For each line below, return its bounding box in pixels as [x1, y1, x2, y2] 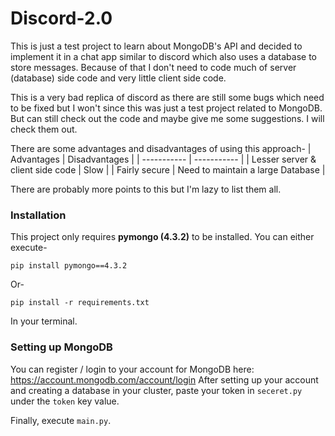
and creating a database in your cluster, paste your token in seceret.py [10, 384, 303, 396]
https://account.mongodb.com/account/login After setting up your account [10, 373, 319, 386]
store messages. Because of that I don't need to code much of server [10, 61, 297, 73]
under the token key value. [10, 395, 120, 407]
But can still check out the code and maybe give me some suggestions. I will [10, 112, 325, 124]
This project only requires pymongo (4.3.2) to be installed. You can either [10, 231, 315, 243]
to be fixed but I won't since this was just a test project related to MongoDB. [10, 102, 323, 114]
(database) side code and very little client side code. [10, 72, 227, 84]
